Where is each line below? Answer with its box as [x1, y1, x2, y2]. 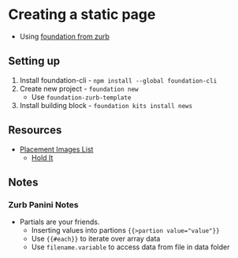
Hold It [31, 152, 54, 163]
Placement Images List [19, 144, 94, 154]
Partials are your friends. [19, 217, 100, 226]
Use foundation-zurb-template [31, 92, 132, 102]
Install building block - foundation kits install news [19, 100, 193, 110]
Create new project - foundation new [19, 84, 139, 93]
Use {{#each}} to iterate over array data [31, 234, 161, 244]
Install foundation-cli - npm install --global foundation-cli [19, 75, 218, 84]
